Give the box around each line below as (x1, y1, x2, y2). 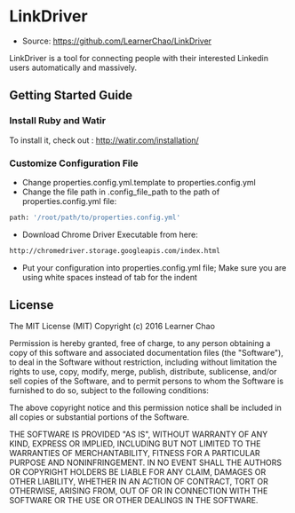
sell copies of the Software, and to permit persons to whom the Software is (9, 375, 284, 387)
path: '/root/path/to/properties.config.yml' (9, 213, 180, 222)
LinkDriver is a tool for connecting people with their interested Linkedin (9, 52, 269, 63)
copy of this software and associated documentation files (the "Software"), (9, 348, 284, 359)
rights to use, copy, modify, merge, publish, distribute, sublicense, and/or (9, 367, 277, 377)
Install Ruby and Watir (9, 114, 107, 127)
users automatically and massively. (9, 62, 138, 73)
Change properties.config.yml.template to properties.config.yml (21, 177, 256, 187)
